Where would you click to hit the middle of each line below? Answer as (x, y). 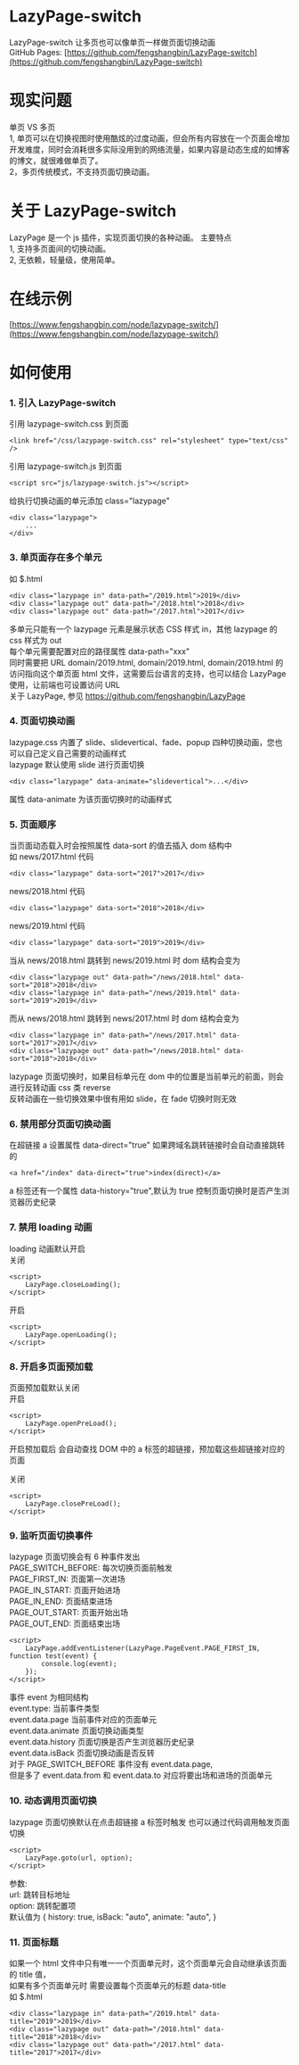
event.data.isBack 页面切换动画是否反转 (82, 1753)
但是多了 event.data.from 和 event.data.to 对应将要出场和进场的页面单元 (141, 1775)
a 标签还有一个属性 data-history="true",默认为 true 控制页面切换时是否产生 (145, 1191)
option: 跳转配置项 (43, 1905)
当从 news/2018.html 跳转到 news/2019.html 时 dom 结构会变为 (125, 960)
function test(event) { (53, 1656)
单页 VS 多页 (32, 127)
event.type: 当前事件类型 (54, 1708)
